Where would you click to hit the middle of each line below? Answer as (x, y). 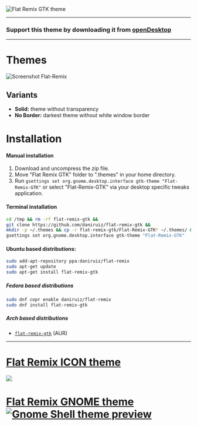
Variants (22, 95)
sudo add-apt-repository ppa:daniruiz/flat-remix (68, 261)
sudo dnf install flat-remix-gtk (47, 305)
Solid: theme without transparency (56, 109)
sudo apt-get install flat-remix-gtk (52, 272)
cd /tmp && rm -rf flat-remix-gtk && (52, 219)
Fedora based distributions (40, 285)
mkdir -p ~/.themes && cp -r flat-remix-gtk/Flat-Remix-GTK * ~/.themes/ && (101, 230)
